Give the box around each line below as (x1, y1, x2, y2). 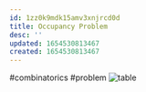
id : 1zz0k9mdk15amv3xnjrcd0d (9, 13, 120, 23)
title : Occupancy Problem (9, 22, 108, 31)
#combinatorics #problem (9, 72, 107, 83)
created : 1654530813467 (9, 47, 100, 56)
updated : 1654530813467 (9, 38, 100, 48)
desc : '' (9, 30, 43, 39)
